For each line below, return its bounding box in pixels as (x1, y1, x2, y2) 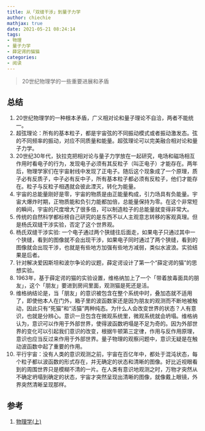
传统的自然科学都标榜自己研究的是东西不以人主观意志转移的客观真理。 (15, 213, 193, 221)
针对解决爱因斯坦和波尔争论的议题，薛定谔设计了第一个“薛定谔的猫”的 (15, 259, 192, 266)
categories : (7, 54, 37, 60)
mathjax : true (7, 20, 43, 26)
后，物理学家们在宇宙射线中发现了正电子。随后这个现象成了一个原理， (15, 168, 193, 175)
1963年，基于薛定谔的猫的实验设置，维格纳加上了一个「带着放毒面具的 (15, 274, 194, 282)
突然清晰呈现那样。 (21, 381, 70, 388)
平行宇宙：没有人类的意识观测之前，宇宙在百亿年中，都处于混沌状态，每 (15, 351, 198, 358)
